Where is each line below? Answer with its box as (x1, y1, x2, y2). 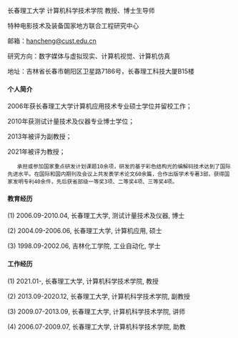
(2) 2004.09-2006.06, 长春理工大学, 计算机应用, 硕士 (7, 227, 162, 235)
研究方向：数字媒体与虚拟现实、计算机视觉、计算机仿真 (7, 52, 170, 60)
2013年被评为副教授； (7, 132, 72, 141)
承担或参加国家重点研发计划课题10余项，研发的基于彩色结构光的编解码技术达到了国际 (16, 163, 231, 170)
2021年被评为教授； (7, 147, 66, 156)
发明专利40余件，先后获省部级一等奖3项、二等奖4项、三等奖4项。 (12, 178, 178, 186)
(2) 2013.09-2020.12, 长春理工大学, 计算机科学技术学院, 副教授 (7, 292, 191, 300)
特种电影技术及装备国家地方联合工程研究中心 (7, 21, 139, 30)
